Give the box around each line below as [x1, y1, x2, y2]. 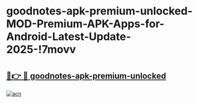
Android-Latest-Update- [6, 30, 131, 43]
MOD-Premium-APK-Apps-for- [6, 17, 165, 31]
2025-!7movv [6, 43, 76, 57]
